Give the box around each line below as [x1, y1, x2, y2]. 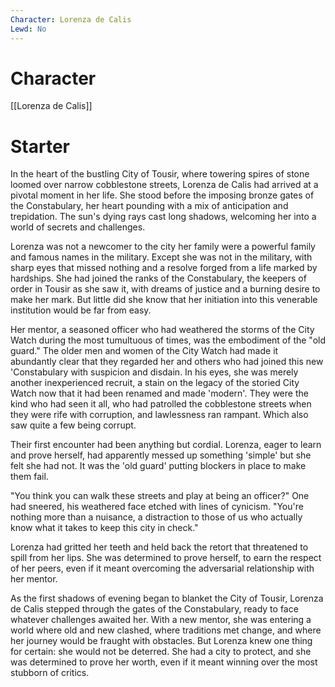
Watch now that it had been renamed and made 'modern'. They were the [10, 387, 309, 400]
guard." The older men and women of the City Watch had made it [10, 345, 279, 357]
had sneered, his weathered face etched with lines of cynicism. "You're [10, 501, 304, 513]
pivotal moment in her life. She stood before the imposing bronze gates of [10, 189, 315, 201]
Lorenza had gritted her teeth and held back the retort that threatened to [10, 541, 309, 553]
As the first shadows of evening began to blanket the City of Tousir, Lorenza [10, 592, 324, 605]
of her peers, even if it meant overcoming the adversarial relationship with [10, 562, 315, 575]
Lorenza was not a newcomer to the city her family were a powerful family [10, 241, 316, 253]
